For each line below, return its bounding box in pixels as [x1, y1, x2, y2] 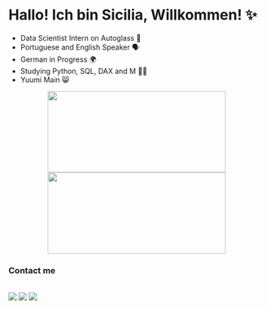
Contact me [8, 264, 56, 276]
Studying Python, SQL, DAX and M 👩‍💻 [20, 66, 148, 76]
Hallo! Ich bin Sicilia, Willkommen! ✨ [8, 6, 258, 24]
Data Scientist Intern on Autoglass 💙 [20, 33, 142, 42]
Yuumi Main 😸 [20, 75, 70, 85]
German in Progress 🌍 [20, 54, 97, 64]
